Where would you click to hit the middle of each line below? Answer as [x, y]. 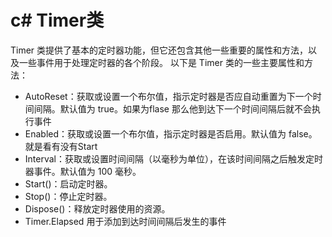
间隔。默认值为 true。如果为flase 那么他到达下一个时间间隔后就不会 [172, 108]
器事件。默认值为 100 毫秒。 [83, 171]
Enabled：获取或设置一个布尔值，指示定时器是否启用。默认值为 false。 [171, 133]
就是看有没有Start [61, 146]
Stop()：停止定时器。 [68, 196]
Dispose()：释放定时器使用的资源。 [97, 208]
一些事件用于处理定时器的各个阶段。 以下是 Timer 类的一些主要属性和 [161, 62]
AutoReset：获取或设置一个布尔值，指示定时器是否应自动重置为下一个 [168, 96]
